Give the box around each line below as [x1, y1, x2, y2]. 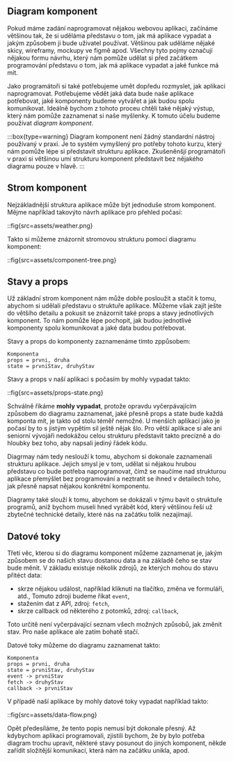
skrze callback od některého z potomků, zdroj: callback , [17, 607, 179, 615]
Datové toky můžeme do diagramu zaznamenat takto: [7, 641, 161, 650]
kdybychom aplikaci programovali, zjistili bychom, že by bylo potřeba [7, 732, 205, 740]
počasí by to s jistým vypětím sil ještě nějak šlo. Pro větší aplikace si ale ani [7, 424, 223, 433]
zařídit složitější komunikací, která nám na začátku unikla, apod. [7, 746, 190, 755]
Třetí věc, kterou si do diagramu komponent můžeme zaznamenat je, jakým [7, 549, 223, 557]
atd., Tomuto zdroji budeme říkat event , [17, 592, 130, 600]
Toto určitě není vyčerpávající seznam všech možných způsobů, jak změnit [7, 620, 223, 629]
